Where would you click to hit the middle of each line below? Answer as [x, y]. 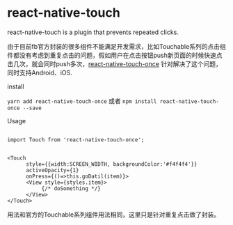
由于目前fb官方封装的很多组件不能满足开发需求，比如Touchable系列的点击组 [116, 46]
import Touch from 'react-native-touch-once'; [76, 140]
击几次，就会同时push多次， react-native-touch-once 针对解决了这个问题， [115, 63]
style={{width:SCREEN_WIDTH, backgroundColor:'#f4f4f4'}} [111, 164]
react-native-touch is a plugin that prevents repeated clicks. [93, 32]
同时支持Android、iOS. [40, 72]
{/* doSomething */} [71, 188]
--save [32, 108]
